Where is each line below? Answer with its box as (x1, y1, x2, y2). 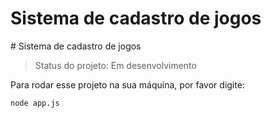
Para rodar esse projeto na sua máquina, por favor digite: (10, 78, 245, 91)
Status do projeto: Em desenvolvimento (34, 59, 197, 71)
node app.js (10, 98, 60, 108)
